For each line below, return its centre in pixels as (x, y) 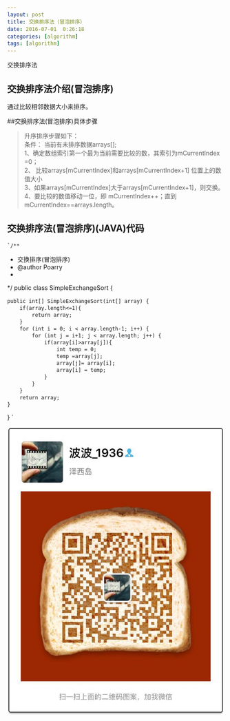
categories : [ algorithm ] (43, 36)
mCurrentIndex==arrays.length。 (71, 205)
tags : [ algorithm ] (33, 44)
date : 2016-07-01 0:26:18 (46, 29)
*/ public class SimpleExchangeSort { (60, 288)
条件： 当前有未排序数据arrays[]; (70, 144)
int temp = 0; (76, 349)
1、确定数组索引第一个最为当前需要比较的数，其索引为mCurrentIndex (122, 153)
